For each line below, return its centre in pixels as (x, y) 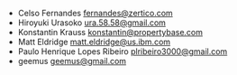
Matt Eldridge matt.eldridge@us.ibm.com (94, 42)
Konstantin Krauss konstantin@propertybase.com (110, 32)
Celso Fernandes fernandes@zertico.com (95, 13)
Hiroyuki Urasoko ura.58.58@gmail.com (92, 23)
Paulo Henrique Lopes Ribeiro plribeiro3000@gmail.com (123, 52)
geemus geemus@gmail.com (72, 61)
